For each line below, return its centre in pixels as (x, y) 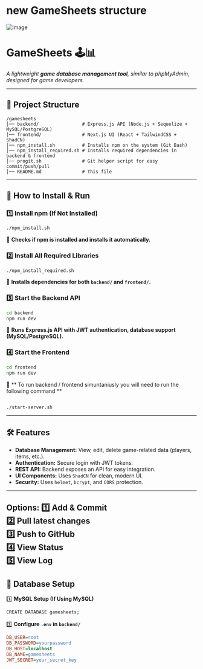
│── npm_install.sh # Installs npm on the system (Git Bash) (97, 145)
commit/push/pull (28, 166)
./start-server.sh (29, 407)
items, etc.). (30, 456)
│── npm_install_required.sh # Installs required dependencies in (92, 150)
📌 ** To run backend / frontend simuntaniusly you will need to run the (93, 384)
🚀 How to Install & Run (48, 196)
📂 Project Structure (43, 105)
